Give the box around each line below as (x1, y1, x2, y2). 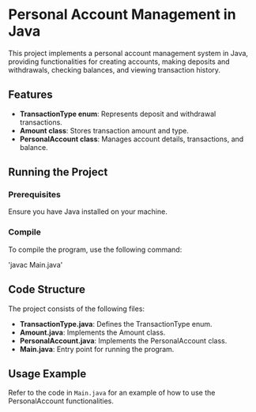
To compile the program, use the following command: (8, 245, 183, 254)
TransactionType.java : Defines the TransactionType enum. (19, 319, 213, 328)
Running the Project (8, 166, 108, 179)
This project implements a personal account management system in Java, (8, 48, 249, 58)
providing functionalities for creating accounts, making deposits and (8, 57, 231, 66)
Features (8, 88, 53, 102)
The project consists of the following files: (8, 304, 145, 313)
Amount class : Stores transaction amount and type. (19, 125, 190, 135)
